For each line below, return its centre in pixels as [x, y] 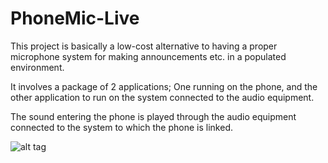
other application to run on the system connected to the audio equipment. [162, 97]
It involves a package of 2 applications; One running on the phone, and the [164, 86]
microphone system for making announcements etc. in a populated [148, 56]
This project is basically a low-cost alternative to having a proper [144, 46]
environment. [37, 67]
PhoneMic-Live [75, 18]
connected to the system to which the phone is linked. [121, 127]
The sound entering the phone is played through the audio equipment [153, 116]
